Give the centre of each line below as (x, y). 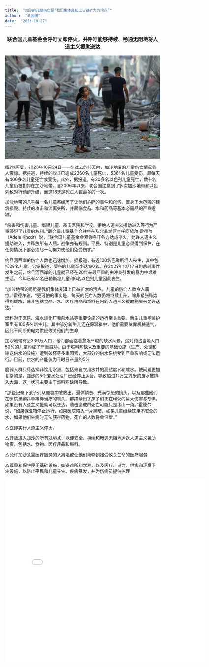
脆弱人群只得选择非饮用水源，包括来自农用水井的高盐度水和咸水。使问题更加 (83, 370)
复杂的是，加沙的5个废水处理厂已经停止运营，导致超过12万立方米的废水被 (80, 376)
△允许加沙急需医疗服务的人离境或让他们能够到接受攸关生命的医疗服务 (76, 455)
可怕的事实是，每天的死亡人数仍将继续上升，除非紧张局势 (99, 295)
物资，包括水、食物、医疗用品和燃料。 (44, 444)
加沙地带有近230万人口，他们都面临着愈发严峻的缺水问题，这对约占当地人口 (82, 341)
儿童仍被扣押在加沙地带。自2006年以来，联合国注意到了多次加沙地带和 (77, 186)
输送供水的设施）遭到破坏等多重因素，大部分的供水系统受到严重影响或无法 (80, 353)
